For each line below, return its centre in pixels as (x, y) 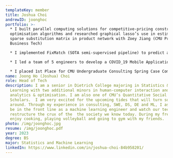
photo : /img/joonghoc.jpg (33, 124)
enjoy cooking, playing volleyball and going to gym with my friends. (87, 119)
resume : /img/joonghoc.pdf (34, 129)
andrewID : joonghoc (26, 19)
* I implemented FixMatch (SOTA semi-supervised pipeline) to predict (87, 53)
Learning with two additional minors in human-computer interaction (85, 90)
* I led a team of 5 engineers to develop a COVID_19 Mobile (77, 62)
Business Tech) (26, 44)
